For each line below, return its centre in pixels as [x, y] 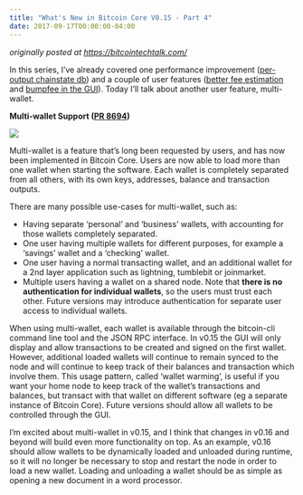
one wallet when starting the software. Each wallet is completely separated [149, 169]
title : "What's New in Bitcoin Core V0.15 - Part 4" [111, 18]
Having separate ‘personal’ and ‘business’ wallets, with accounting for [153, 224]
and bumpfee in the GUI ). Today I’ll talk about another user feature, [134, 89]
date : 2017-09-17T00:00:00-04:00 [72, 26]
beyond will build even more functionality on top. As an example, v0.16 [140, 442]
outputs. [25, 189]
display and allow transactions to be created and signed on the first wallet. [148, 347]
